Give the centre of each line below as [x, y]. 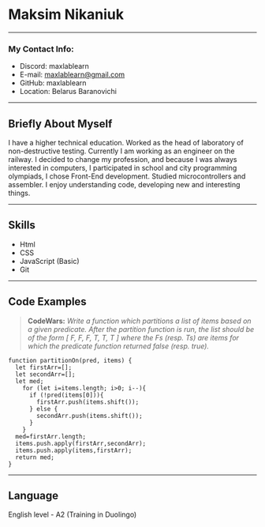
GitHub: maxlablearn [53, 83]
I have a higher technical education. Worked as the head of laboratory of [126, 143]
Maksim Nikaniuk [66, 15]
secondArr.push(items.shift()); [90, 416]
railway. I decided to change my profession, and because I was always [123, 160]
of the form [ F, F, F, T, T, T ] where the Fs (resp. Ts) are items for [133, 337]
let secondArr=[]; [46, 374]
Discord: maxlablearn [54, 66]
